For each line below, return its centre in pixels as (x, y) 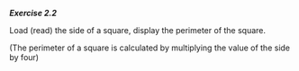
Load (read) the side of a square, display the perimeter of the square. (138, 30)
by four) (24, 57)
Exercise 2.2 (33, 13)
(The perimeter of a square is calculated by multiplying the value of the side (150, 48)
